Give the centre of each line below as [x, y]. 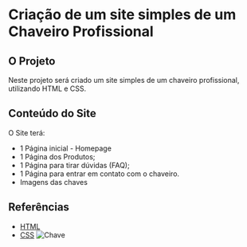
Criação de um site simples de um [122, 15]
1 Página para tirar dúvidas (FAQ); [74, 165]
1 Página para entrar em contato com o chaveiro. [100, 174]
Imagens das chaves [53, 182]
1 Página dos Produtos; [57, 156]
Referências [39, 208]
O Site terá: [27, 132]
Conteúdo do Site [53, 114]
